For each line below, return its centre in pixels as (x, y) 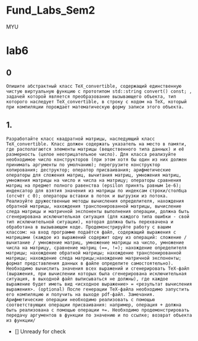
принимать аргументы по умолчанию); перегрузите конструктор (83, 165)
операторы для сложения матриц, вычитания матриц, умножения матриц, (94, 175)
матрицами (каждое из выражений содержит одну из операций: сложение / (96, 237)
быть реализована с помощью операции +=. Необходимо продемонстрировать (98, 310)
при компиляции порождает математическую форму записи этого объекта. (95, 107)
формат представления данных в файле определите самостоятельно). (90, 263)
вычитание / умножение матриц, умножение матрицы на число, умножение (95, 243)
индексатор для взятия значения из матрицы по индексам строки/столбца (96, 190)
